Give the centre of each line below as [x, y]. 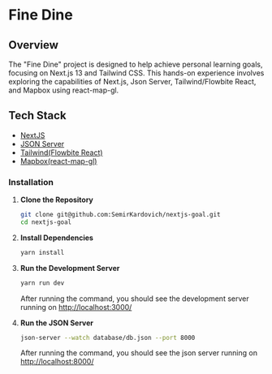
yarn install [42, 252]
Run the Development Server [70, 268]
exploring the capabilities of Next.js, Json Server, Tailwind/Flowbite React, [132, 82]
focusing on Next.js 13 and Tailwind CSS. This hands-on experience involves [136, 73]
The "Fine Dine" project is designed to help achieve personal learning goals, [136, 64]
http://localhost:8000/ [57, 362]
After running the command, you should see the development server [134, 299]
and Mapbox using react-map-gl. [64, 90]
